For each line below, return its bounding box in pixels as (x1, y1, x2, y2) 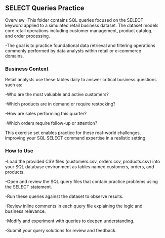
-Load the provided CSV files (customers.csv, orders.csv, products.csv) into (5, 158, 160, 165)
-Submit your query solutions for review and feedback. (5, 228, 117, 234)
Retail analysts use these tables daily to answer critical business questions (5, 77, 157, 83)
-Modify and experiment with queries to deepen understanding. (5, 218, 135, 224)
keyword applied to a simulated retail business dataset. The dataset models (5, 22, 159, 28)
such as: (5, 82, 23, 88)
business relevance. (5, 208, 46, 214)
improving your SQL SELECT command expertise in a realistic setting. (5, 135, 147, 141)
